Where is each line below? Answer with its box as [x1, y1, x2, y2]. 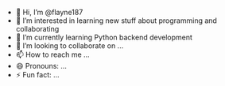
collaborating [15, 24, 60, 33]
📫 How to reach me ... [15, 50, 90, 59]
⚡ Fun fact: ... [15, 70, 60, 79]
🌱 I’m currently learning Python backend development [15, 32, 193, 42]
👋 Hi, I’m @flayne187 [15, 8, 83, 17]
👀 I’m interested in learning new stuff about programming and [15, 16, 217, 25]
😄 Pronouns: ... [15, 62, 68, 70]
